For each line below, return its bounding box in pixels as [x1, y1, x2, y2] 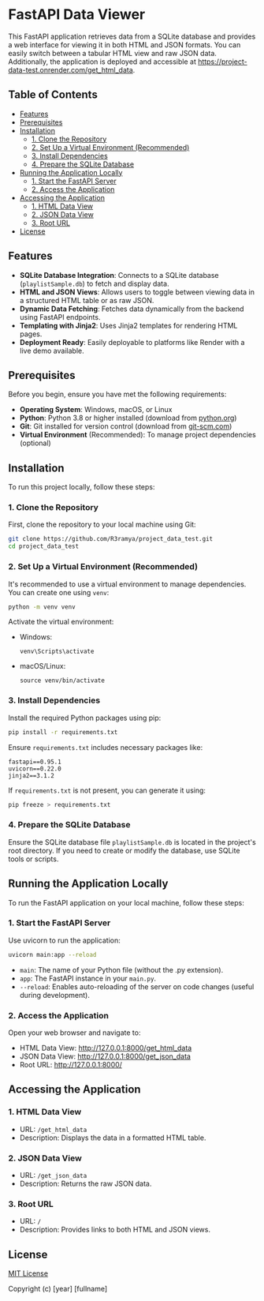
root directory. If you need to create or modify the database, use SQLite [8, 845, 240, 855]
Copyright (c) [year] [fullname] [8, 1284, 108, 1294]
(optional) [19, 438, 51, 448]
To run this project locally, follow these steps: [8, 482, 155, 492]
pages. [19, 329, 43, 339]
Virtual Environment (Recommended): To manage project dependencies [19, 430, 256, 440]
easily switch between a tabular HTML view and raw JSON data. [8, 48, 217, 58]
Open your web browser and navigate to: [8, 1028, 141, 1037]
